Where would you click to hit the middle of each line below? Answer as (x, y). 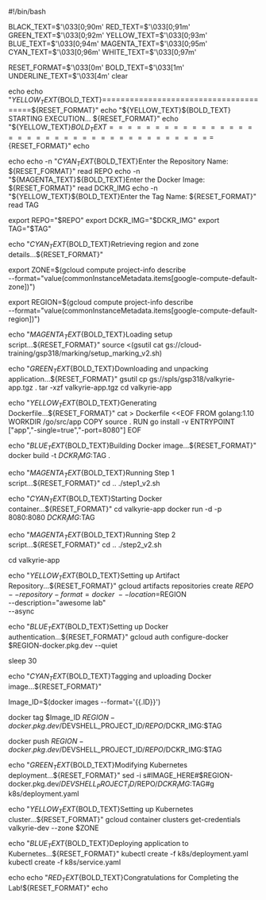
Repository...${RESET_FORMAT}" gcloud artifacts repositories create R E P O (131, 586)
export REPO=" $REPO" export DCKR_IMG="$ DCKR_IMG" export (114, 221)
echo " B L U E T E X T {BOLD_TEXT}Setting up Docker (89, 628)
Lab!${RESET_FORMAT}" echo (58, 887)
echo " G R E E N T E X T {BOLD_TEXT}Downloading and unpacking (108, 369)
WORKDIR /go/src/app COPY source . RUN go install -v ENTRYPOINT (122, 421)
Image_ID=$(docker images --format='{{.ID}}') (85, 702)
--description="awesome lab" (57, 603)
